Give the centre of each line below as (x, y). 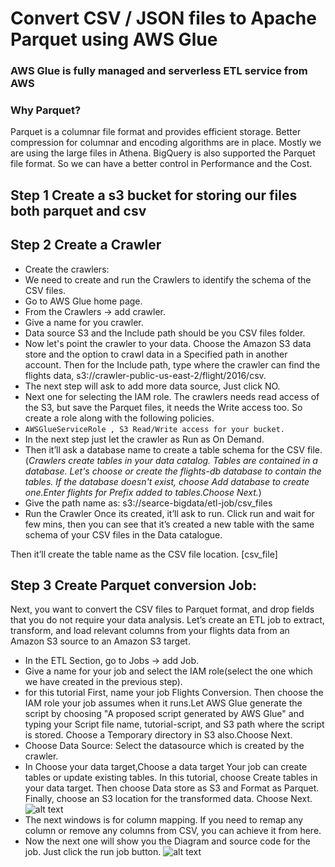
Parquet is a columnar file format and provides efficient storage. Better (156, 132)
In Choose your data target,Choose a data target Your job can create (166, 767)
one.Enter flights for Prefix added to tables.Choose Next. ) (143, 492)
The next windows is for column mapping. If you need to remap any (164, 820)
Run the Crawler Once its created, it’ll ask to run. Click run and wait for (169, 513)
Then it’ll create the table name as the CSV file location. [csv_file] (144, 554)
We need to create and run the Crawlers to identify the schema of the (168, 279)
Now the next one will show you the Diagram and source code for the (167, 841)
